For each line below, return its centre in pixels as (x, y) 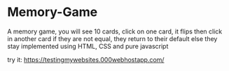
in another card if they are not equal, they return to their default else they (112, 38)
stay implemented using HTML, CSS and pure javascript (88, 46)
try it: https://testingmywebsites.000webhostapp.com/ (86, 59)
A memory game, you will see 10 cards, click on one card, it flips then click (115, 31)
